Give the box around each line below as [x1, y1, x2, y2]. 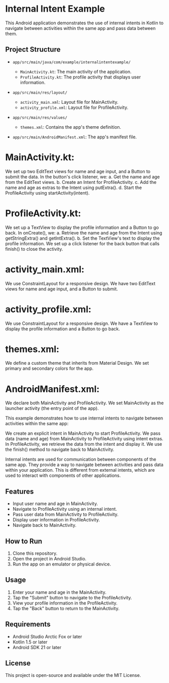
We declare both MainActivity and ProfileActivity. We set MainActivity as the [5, 400, 164, 406]
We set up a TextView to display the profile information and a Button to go [5, 224, 159, 231]
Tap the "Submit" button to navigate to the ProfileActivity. [12, 594, 133, 600]
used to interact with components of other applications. [5, 472, 121, 479]
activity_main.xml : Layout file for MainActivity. [20, 99, 119, 105]
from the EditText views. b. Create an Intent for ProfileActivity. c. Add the [5, 179, 157, 185]
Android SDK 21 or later [12, 644, 62, 650]
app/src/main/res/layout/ [12, 90, 67, 95]
